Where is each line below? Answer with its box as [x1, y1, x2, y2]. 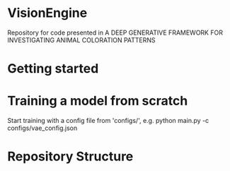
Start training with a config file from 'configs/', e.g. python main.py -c [7, 117, 209, 125]
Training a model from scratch [7, 93, 188, 109]
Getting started [7, 61, 99, 77]
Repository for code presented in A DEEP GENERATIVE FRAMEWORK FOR [7, 28, 223, 37]
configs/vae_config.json [7, 124, 78, 132]
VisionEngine [7, 5, 88, 21]
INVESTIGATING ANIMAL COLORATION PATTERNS [7, 35, 156, 44]
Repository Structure [7, 148, 134, 165]
